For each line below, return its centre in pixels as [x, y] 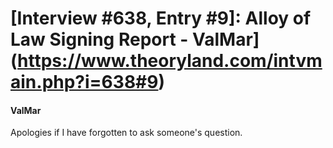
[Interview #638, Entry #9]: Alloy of [161, 18]
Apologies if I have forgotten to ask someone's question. [126, 133]
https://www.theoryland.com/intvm [170, 61]
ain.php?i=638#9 [84, 82]
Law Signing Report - [99, 39]
